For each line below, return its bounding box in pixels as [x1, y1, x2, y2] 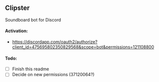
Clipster [5, 4, 30, 12]
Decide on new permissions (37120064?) [12, 72, 95, 78]
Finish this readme [12, 66, 50, 72]
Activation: [5, 28, 28, 34]
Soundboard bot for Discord [5, 17, 61, 22]
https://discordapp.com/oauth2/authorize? [12, 39, 98, 45]
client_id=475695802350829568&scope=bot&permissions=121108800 [12, 44, 154, 50]
